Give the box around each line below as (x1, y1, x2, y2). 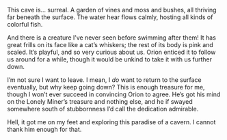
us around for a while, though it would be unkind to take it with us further (7, 55, 213, 64)
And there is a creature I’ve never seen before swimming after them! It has (7, 33, 217, 42)
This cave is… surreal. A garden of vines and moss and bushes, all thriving (7, 6, 217, 14)
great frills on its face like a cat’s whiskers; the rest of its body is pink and (7, 41, 213, 48)
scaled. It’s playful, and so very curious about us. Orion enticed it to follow (7, 48, 216, 56)
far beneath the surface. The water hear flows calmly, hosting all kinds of (7, 13, 213, 21)
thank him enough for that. (7, 126, 82, 133)
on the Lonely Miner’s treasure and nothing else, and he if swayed (7, 98, 193, 105)
